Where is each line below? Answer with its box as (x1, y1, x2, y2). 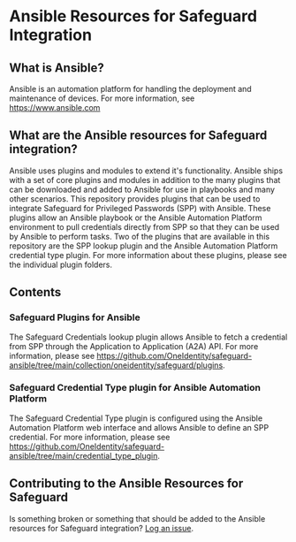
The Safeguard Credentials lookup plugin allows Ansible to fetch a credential (9, 332, 288, 342)
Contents (9, 285, 62, 300)
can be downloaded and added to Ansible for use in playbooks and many (9, 184, 276, 195)
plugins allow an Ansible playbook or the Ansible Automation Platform (9, 212, 262, 223)
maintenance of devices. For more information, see (9, 93, 195, 103)
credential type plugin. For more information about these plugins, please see (9, 249, 287, 260)
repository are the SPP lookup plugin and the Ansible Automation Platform (9, 240, 278, 251)
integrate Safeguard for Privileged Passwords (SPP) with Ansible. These (9, 202, 271, 213)
